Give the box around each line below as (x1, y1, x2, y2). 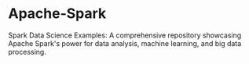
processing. (8, 47, 47, 56)
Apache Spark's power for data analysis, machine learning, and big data (8, 38, 242, 48)
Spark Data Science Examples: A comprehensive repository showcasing (8, 30, 242, 40)
